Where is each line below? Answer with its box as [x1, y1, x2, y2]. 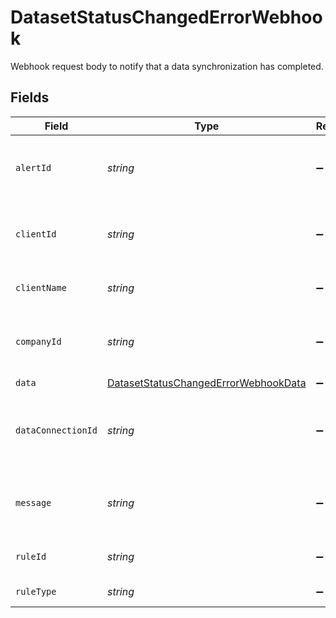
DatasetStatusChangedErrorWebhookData [106, 376, 307, 390]
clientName [15, 282, 67, 293]
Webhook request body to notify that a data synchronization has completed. [10, 60, 324, 72]
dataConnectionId [15, 424, 98, 436]
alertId [15, 162, 52, 173]
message [15, 497, 52, 508]
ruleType [15, 586, 57, 597]
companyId [15, 336, 62, 347]
